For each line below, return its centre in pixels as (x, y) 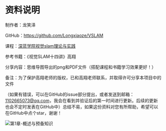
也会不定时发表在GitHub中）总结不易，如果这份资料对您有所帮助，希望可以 (82, 107)
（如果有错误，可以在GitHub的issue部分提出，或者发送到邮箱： (70, 94)
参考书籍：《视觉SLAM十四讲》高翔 (41, 56)
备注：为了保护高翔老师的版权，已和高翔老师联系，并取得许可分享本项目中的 (83, 77)
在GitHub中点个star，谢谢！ (33, 113)
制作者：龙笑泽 (20, 25)
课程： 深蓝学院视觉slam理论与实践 (40, 46)
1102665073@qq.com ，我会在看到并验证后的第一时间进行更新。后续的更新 (82, 100)
